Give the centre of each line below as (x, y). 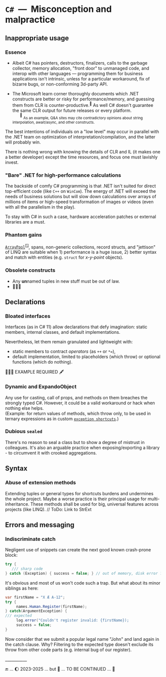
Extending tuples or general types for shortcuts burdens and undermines (79, 493)
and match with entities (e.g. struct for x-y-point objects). (64, 257)
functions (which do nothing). (42, 362)
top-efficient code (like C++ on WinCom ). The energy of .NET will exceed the (81, 191)
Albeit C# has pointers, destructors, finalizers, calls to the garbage (80, 63)
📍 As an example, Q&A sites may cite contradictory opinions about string (81, 116)
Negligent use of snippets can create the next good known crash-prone (78, 550)
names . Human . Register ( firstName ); (52, 606)
